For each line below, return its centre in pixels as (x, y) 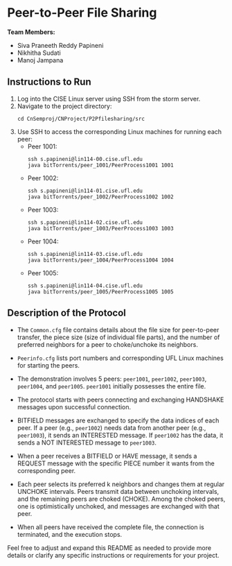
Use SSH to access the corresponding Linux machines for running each (119, 131)
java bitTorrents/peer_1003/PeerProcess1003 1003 (101, 228)
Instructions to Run (49, 82)
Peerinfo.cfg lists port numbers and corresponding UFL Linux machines (120, 358)
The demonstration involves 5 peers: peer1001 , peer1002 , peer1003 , (112, 379)
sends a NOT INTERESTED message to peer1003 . (87, 443)
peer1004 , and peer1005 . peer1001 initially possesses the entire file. (111, 386)
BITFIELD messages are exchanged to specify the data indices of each (118, 420)
